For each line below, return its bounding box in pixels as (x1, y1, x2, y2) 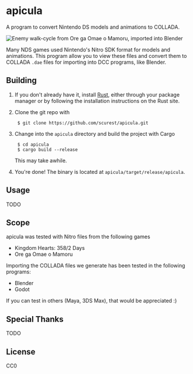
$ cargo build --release (17, 146, 78, 153)
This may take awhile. (14, 157, 67, 164)
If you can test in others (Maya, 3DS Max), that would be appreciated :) (6, 297, 177, 304)
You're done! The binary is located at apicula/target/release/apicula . (14, 168, 185, 175)
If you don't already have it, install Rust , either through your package (14, 91, 180, 98)
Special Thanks (6, 314, 64, 324)
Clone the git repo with (14, 108, 70, 115)
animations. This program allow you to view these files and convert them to (6, 52, 187, 59)
